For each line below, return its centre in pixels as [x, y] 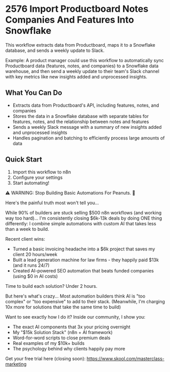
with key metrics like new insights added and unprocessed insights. [76, 76]
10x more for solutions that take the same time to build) [63, 307]
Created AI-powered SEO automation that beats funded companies [83, 270]
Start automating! [31, 183]
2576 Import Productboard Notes [77, 9]
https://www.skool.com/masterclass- [126, 358]
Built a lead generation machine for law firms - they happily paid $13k [86, 260]
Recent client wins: [25, 239]
